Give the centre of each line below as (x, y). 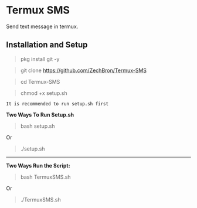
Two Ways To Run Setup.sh (40, 114)
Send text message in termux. (42, 26)
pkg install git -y (40, 59)
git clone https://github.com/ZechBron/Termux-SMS (84, 70)
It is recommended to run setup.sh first (57, 104)
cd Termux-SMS (40, 81)
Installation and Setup (47, 45)
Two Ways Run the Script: (38, 165)
